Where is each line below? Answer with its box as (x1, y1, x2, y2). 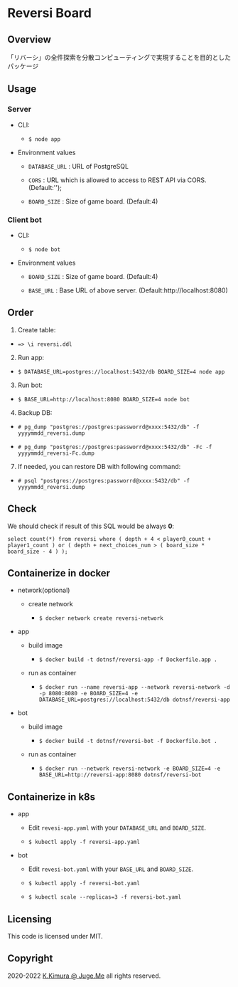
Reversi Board (7, 5, 92, 21)
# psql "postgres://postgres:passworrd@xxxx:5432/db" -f (17, 477, 190, 485)
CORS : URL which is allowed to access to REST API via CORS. (28, 176, 207, 184)
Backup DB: (17, 408, 53, 417)
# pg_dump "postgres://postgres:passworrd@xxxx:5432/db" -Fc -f (17, 443, 212, 450)
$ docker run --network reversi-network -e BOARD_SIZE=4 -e (38, 765, 221, 773)
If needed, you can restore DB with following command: (17, 462, 181, 470)
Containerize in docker (7, 567, 111, 579)
